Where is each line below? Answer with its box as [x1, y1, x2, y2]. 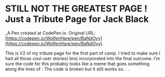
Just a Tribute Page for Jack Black [5, 13, 149, 25]
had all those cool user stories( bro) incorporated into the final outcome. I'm [5, 55, 160, 61]
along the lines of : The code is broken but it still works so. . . [5, 66, 130, 72]
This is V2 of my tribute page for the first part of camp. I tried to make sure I [5, 50, 161, 56]
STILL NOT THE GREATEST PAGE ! [5, 3, 148, 14]
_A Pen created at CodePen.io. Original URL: [5, 30, 96, 36]
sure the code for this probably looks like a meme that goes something [5, 61, 150, 67]
